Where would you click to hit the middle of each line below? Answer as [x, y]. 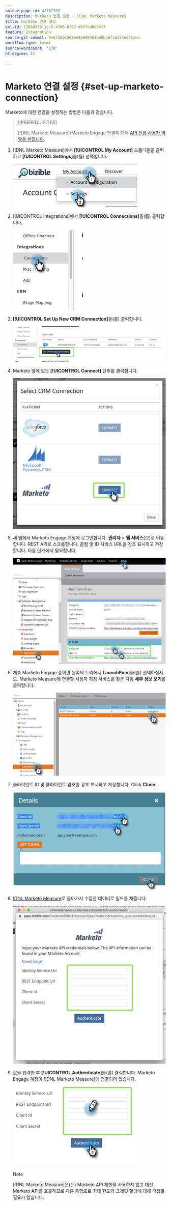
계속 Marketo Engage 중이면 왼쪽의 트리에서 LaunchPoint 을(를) [77, 672]
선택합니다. [97, 156]
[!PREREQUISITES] [37, 123]
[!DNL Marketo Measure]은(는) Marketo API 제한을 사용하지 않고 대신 [83, 1185]
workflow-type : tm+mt [28, 43]
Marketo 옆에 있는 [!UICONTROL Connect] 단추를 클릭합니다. [75, 370]
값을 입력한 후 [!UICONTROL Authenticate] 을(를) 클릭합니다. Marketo [84, 1073]
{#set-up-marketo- [122, 86]
